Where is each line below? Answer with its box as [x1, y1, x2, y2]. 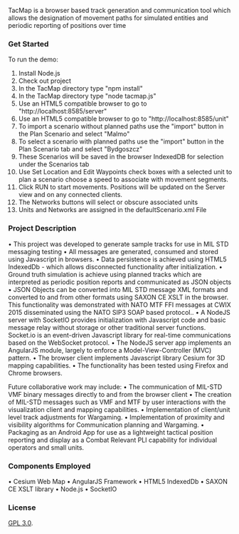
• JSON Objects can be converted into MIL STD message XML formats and [8, 285, 228, 293]
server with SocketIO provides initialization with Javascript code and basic [8, 316, 226, 324]
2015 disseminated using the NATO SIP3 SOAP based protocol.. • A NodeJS [8, 308, 230, 316]
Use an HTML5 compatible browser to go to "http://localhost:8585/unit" [18, 114, 230, 124]
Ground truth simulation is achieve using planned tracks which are [8, 270, 202, 278]
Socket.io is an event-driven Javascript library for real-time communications [8, 331, 232, 339]
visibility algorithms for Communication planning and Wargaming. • [8, 420, 205, 429]
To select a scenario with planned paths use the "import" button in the [18, 137, 225, 146]
